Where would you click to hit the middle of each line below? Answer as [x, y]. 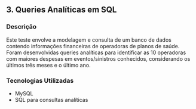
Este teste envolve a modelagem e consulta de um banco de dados [89, 40]
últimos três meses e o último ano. [48, 65]
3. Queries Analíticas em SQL [62, 10]
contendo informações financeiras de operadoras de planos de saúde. [93, 46]
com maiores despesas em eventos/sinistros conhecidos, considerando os [98, 58]
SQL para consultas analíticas [51, 99]
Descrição [22, 27]
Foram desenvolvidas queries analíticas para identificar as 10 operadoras [96, 52]
